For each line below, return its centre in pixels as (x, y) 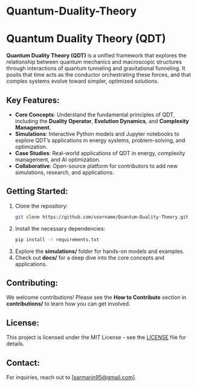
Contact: (23, 363)
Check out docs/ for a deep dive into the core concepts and (90, 257)
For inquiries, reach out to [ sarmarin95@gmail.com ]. (71, 377)
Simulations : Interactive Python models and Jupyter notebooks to (97, 133)
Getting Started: (37, 191)
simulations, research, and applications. (64, 172)
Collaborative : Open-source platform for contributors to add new (96, 166)
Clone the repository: (41, 206)
